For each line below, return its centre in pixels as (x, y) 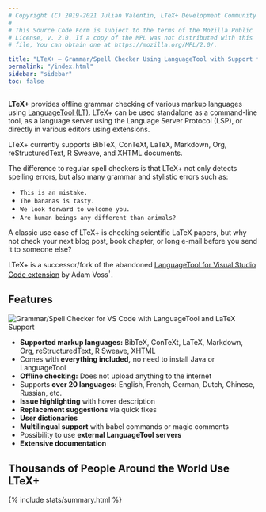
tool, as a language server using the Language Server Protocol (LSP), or (125, 120)
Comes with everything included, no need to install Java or (117, 359)
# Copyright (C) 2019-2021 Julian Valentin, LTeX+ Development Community (133, 15)
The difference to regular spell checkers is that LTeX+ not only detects (123, 168)
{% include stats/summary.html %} (65, 500)
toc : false (26, 81)
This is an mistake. (53, 192)
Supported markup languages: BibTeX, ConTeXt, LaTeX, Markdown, (131, 342)
